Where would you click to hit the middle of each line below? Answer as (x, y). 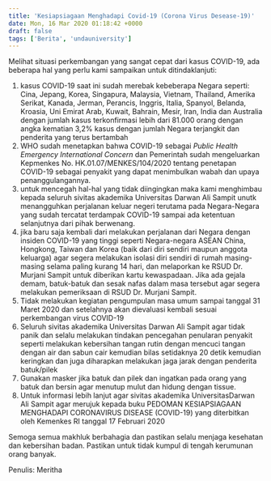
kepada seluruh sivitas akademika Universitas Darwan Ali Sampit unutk (138, 198)
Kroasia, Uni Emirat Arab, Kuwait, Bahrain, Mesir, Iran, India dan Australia (141, 112)
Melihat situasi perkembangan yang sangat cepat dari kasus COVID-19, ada (134, 62)
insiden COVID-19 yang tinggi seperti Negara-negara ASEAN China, (133, 240)
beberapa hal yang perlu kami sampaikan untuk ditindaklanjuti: (112, 70)
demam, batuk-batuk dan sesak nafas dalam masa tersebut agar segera (140, 283)
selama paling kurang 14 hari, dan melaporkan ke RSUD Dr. (144, 266)
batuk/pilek (39, 370)
